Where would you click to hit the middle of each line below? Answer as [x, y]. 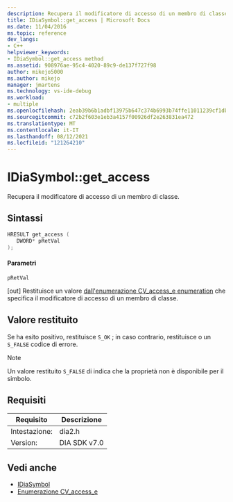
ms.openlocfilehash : [37, 111]
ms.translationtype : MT [42, 123]
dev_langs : [23, 40]
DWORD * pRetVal [38, 241]
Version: [24, 443]
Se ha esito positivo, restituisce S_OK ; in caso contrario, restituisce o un [109, 337]
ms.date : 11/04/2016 [37, 26]
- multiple [23, 104]
